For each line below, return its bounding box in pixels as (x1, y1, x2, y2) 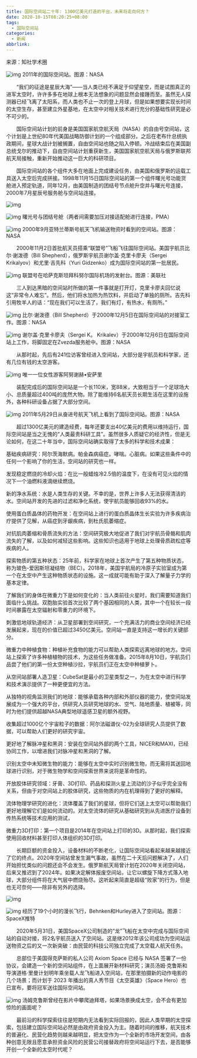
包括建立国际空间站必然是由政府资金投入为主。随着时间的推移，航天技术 (16, 1023, 191, 1030)
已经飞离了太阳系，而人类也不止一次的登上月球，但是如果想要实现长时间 (16, 98, 191, 105)
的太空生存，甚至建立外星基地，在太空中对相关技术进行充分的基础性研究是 (6, 105, 186, 112)
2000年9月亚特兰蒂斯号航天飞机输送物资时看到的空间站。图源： (22, 225, 177, 232)
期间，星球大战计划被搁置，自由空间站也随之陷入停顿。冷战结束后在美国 (11, 139, 186, 147)
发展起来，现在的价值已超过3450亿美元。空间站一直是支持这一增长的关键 (6, 626, 184, 633)
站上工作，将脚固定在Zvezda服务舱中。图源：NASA (6, 338, 131, 345)
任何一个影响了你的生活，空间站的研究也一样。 (6, 457, 119, 465)
